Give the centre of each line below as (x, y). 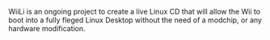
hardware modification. (47, 28)
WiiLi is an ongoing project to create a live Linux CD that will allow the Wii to (135, 12)
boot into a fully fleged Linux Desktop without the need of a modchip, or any (135, 20)
